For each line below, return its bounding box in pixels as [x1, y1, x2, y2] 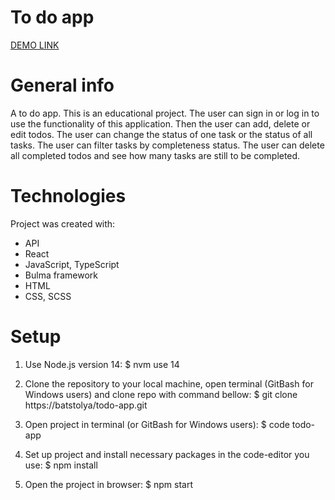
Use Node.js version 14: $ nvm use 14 [24, 358, 180, 370]
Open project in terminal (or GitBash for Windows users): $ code [24, 418, 290, 430]
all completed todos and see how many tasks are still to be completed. [10, 149, 301, 161]
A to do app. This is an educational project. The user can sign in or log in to [10, 107, 320, 119]
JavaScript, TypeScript [24, 258, 120, 270]
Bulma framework [24, 269, 98, 281]
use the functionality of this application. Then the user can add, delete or [10, 117, 311, 130]
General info [10, 74, 115, 97]
